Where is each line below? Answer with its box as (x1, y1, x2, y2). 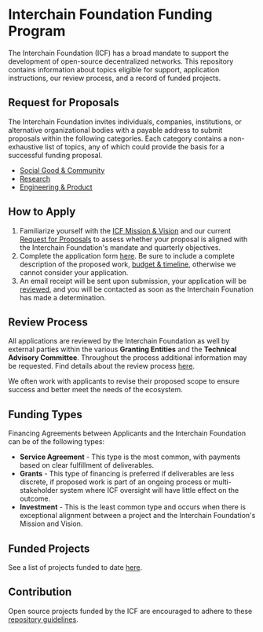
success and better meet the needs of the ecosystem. (8, 385, 183, 395)
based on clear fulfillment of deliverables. (19, 461, 155, 470)
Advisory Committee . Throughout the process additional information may (8, 353, 247, 362)
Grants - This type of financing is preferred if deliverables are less (19, 469, 235, 479)
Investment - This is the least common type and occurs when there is (19, 502, 246, 512)
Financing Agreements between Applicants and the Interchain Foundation (8, 428, 246, 438)
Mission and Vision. (19, 519, 83, 528)
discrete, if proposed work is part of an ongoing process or (19, 477, 211, 487)
